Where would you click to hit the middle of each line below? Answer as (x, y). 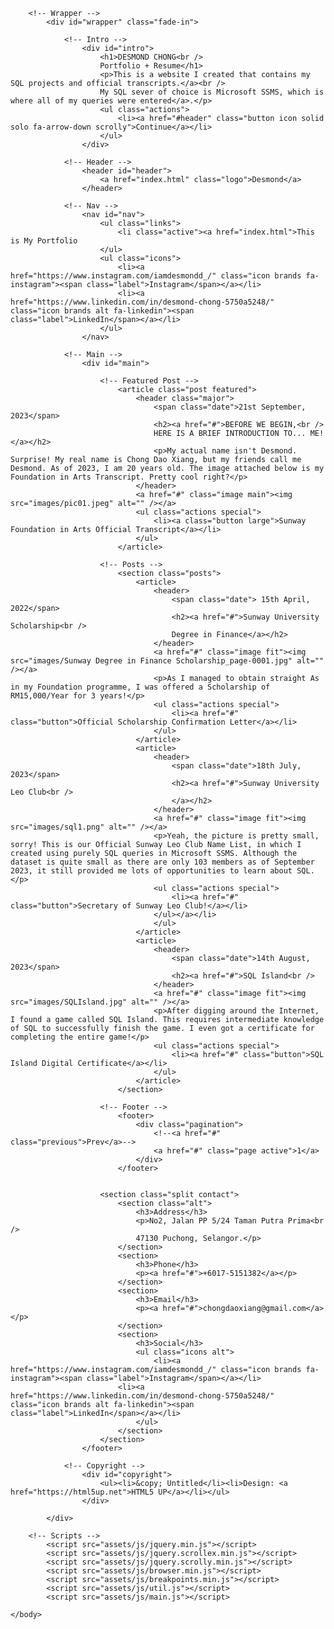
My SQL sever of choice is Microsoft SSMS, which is (212, 92)
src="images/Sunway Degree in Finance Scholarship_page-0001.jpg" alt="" (167, 661)
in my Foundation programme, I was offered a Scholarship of (140, 687)
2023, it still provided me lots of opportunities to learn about (151, 871)
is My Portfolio (44, 241)
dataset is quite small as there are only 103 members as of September (162, 862)
